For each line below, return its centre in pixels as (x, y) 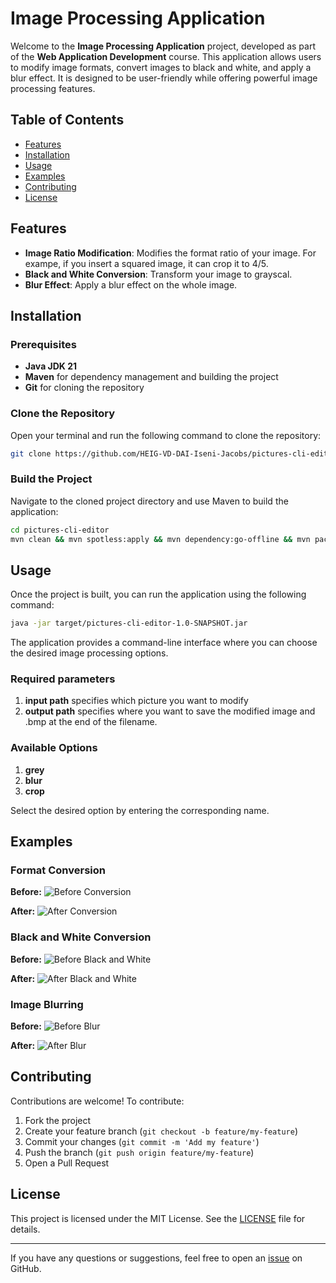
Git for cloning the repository (84, 388)
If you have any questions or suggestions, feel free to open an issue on (156, 1258)
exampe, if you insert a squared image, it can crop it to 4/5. (146, 263)
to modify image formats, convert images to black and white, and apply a (161, 67)
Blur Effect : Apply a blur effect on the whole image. (131, 284)
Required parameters (63, 679)
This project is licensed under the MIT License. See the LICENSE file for (158, 1218)
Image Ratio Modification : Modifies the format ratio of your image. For (170, 253)
